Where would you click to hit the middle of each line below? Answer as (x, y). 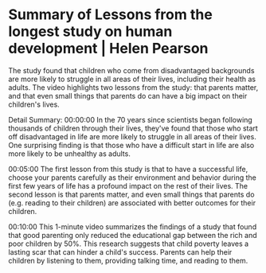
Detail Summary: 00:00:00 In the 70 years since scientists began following (130, 119)
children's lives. (34, 104)
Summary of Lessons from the (110, 15)
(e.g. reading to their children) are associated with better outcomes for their (132, 203)
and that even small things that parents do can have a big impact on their (128, 96)
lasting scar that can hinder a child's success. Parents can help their (120, 252)
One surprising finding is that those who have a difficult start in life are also (131, 145)
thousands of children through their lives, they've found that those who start (133, 128)
